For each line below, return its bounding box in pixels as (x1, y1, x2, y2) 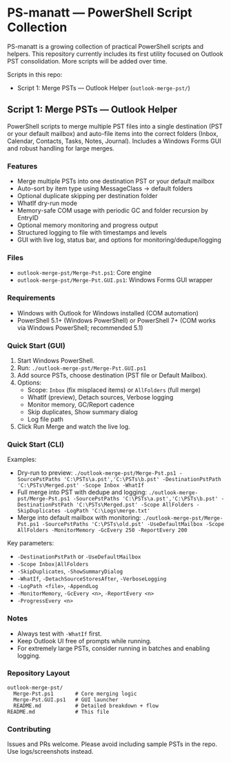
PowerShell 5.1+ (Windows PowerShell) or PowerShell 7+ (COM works (17, 316, 216, 324)
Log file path (27, 415, 63, 423)
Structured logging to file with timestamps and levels (17, 228, 168, 237)
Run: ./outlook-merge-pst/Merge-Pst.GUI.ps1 (17, 364, 147, 372)
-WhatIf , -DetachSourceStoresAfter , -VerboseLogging (17, 574, 167, 583)
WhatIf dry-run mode (17, 199, 78, 208)
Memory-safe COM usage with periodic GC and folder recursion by (17, 206, 208, 215)
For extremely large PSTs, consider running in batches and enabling (17, 644, 210, 652)
